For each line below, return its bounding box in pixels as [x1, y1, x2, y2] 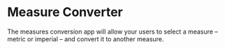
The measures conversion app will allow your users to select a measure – [7, 27, 218, 36]
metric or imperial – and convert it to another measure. [7, 34, 164, 43]
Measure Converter [7, 4, 124, 20]
